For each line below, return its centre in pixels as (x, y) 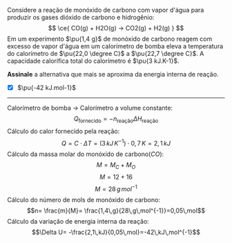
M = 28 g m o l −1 (116, 188)
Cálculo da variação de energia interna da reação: (78, 221)
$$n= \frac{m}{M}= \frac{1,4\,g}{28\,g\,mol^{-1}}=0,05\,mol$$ (116, 211)
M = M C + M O (116, 165)
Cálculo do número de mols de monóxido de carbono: (84, 200)
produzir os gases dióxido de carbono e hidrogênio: (81, 17)
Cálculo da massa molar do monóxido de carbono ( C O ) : (86, 154)
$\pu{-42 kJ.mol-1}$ (46, 88)
